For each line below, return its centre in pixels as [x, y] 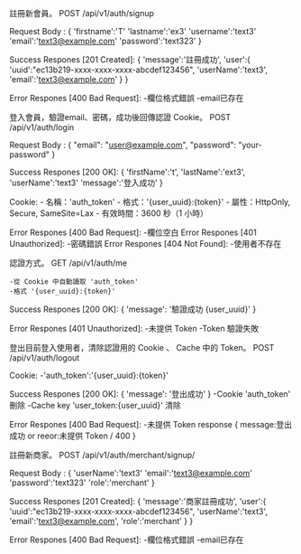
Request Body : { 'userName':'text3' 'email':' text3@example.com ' [131, 473]
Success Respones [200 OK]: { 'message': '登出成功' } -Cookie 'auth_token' [150, 394]
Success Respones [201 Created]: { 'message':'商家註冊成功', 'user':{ [138, 501]
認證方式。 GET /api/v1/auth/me [68, 263]
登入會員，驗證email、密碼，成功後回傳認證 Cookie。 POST [120, 117]
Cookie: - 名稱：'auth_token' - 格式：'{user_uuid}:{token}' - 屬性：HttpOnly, [150, 202]
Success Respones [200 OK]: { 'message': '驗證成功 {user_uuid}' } [133, 309]
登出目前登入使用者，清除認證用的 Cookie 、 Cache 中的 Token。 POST [142, 347]
